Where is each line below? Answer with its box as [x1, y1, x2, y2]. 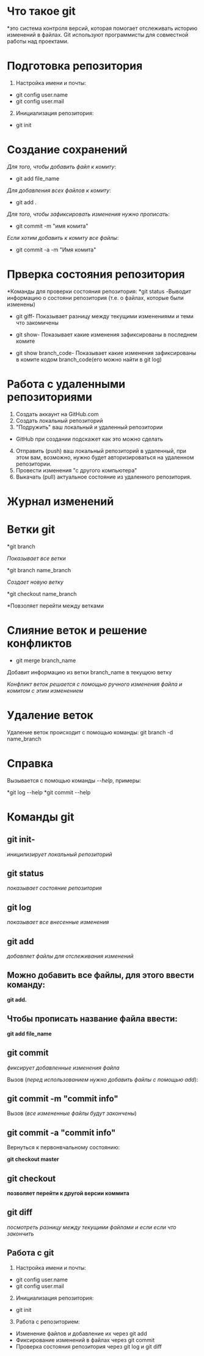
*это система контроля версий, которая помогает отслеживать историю [7, 24, 198, 32]
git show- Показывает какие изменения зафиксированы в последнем [15, 330, 197, 338]
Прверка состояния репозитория [7, 267, 185, 281]
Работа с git [7, 1248, 54, 1258]
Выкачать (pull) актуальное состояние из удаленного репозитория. [15, 473, 192, 480]
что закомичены [15, 319, 59, 326]
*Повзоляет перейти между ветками [7, 602, 104, 609]
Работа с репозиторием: [15, 1317, 80, 1325]
